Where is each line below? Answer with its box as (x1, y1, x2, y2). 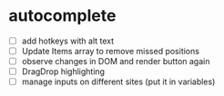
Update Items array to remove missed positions (21, 46, 199, 56)
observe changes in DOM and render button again (21, 56, 210, 67)
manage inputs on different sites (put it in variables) (21, 76, 216, 87)
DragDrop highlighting (21, 66, 106, 77)
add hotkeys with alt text (21, 35, 115, 46)
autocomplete (8, 5, 117, 26)
